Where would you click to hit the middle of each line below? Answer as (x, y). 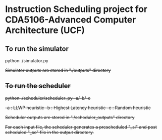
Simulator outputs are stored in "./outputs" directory (58, 70)
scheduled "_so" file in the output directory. (50, 132)
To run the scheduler (38, 86)
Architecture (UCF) (45, 30)
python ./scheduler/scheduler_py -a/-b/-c (48, 98)
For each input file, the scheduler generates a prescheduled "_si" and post (81, 127)
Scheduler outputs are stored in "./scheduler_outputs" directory (70, 117)
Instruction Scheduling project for (76, 9)
